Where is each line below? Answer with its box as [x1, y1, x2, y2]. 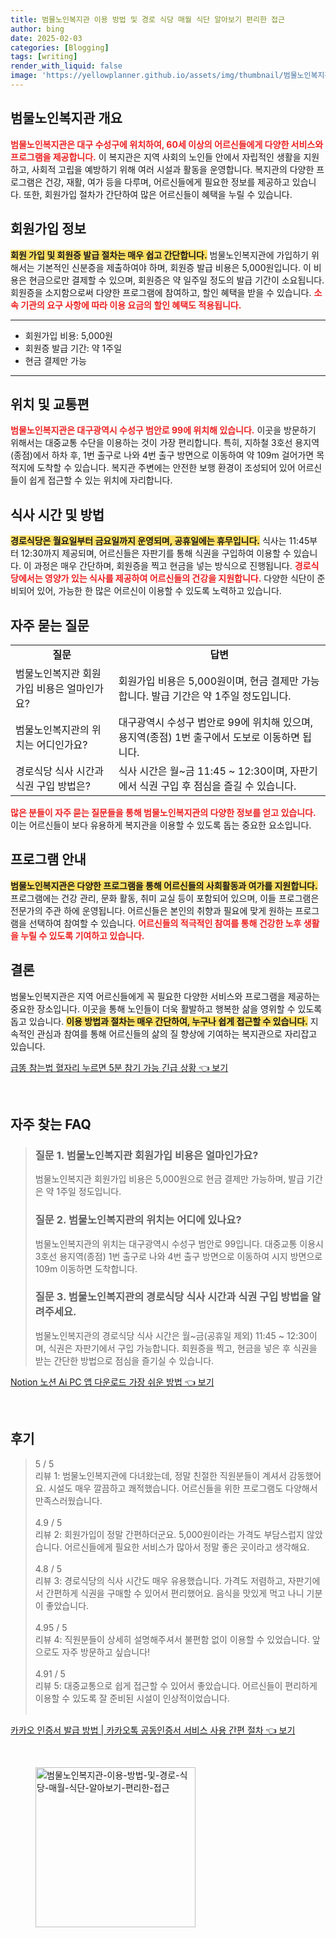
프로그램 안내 [10, 851, 87, 868]
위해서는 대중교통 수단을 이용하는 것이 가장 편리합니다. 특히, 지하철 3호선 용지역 [10, 437, 320, 449]
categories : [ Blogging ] [10, 42, 110, 53]
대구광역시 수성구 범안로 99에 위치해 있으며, [118, 715, 314, 729]
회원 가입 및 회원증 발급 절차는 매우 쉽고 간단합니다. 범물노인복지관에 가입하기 [10, 249, 309, 261]
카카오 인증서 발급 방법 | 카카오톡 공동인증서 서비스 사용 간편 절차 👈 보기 [10, 1724, 296, 1736]
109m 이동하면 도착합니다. [34, 1262, 138, 1275]
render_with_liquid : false [10, 61, 123, 71]
